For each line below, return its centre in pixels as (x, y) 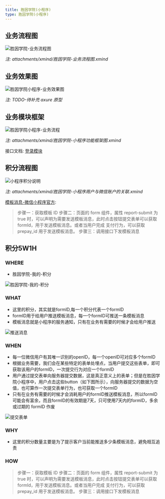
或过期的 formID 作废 (34, 407)
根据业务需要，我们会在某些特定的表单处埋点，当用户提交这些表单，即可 (86, 363)
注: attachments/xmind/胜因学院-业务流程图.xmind (56, 59)
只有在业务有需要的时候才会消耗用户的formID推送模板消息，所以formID (85, 394)
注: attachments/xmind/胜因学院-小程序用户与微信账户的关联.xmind (74, 191)
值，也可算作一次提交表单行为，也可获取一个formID (65, 388)
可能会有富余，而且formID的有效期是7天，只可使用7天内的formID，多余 (85, 401)
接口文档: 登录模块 (24, 151)
